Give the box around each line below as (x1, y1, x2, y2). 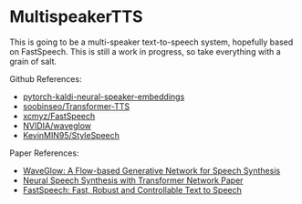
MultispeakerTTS (9, 6, 143, 27)
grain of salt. (9, 56, 57, 66)
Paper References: (9, 148, 79, 158)
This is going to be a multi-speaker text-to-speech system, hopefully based (9, 36, 294, 47)
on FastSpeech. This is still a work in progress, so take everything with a (9, 46, 281, 56)
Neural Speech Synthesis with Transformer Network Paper (22, 175, 244, 186)
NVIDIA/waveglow (22, 120, 92, 131)
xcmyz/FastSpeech (22, 110, 96, 121)
